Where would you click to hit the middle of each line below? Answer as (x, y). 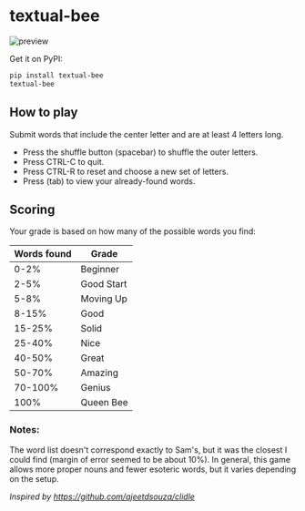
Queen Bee (105, 403)
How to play (44, 112)
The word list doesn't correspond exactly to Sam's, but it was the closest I (148, 450)
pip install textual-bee (56, 75)
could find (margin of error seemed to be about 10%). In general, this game (150, 459)
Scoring (32, 209)
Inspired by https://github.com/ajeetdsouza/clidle (102, 496)
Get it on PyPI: (36, 58)
